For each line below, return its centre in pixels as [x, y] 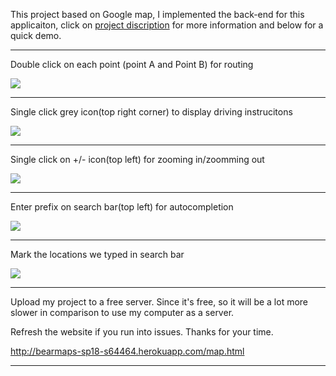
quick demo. [36, 35]
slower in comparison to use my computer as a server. [122, 312]
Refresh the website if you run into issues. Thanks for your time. [142, 332]
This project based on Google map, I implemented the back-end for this [157, 14]
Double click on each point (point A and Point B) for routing [132, 64]
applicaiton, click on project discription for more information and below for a [167, 25]
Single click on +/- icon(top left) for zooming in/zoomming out [137, 159]
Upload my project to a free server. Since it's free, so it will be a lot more [159, 302]
